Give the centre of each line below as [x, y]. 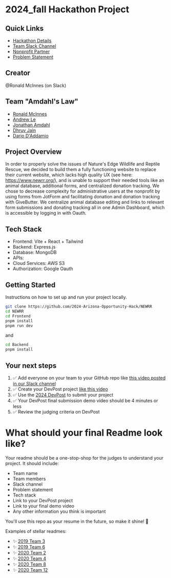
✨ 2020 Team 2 [29, 552]
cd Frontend [18, 316]
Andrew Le [24, 119]
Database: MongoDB [35, 253]
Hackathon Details [32, 40]
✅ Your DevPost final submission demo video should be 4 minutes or [85, 400]
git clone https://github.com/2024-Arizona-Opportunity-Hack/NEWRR [79, 307]
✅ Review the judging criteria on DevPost [56, 412]
